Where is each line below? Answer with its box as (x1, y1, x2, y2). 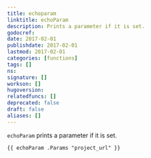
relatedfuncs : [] (7, 93, 57, 100)
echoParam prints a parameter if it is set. (7, 131, 118, 139)
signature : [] (7, 74, 48, 81)
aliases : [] (7, 112, 41, 119)
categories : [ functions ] (7, 55, 78, 62)
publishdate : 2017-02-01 (7, 42, 78, 49)
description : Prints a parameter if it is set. (7, 23, 146, 30)
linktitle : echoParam (7, 16, 69, 23)
